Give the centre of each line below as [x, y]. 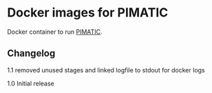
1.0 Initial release [31, 83]
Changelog [31, 53]
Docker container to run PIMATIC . [55, 32]
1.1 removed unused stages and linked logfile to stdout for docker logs [106, 70]
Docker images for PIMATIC [88, 13]
